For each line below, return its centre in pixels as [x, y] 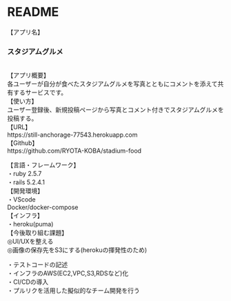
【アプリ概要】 [28, 75]
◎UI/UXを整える [30, 242]
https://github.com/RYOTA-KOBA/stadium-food [74, 151]
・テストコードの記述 [37, 265]
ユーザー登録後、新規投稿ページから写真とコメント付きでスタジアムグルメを [115, 110]
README [33, 12]
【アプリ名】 [25, 32]
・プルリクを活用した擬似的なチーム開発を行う [73, 291]
